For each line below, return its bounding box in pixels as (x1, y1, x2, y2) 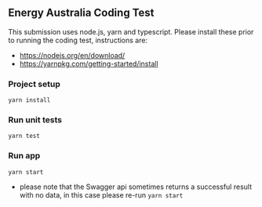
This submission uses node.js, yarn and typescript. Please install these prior (8, 27, 254, 36)
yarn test (8, 133, 41, 140)
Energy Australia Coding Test (8, 6, 155, 20)
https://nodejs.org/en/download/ (19, 50, 126, 60)
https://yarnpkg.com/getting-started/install (19, 59, 158, 68)
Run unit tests (8, 114, 63, 125)
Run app (8, 151, 41, 162)
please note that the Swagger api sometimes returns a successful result (19, 182, 253, 191)
